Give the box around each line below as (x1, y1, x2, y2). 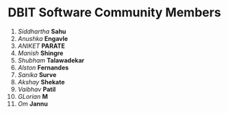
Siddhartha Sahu (17, 27, 66, 35)
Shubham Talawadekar (17, 56, 85, 64)
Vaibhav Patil (17, 85, 56, 93)
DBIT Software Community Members (8, 5, 221, 20)
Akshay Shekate (17, 78, 65, 86)
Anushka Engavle (17, 34, 68, 42)
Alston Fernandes (17, 63, 69, 71)
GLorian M (17, 92, 49, 100)
